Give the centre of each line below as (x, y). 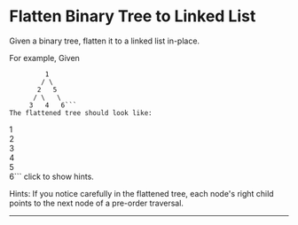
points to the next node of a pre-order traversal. (97, 203)
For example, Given (44, 58)
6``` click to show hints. (52, 176)
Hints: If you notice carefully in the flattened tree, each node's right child (141, 193)
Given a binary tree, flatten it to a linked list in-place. (105, 41)
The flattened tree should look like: (81, 112)
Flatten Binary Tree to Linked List (133, 16)
